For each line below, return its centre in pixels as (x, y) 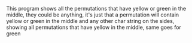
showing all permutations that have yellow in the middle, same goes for (94, 27)
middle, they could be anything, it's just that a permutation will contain (93, 15)
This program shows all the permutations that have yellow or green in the (96, 9)
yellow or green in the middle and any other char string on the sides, (90, 21)
